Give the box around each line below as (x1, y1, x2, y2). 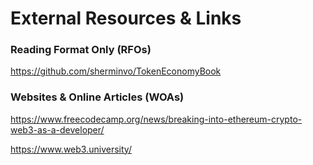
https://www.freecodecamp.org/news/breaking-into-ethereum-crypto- (10, 113, 303, 125)
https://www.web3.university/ (10, 143, 132, 155)
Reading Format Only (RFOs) (10, 43, 152, 57)
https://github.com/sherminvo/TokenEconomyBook (10, 65, 222, 77)
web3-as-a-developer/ (10, 123, 105, 136)
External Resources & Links (10, 7, 242, 30)
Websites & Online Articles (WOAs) (10, 90, 185, 104)
